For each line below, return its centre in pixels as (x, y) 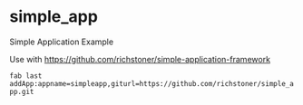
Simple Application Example (62, 42)
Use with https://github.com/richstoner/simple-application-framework (140, 59)
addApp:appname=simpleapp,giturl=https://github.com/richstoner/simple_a (152, 83)
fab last (26, 76)
